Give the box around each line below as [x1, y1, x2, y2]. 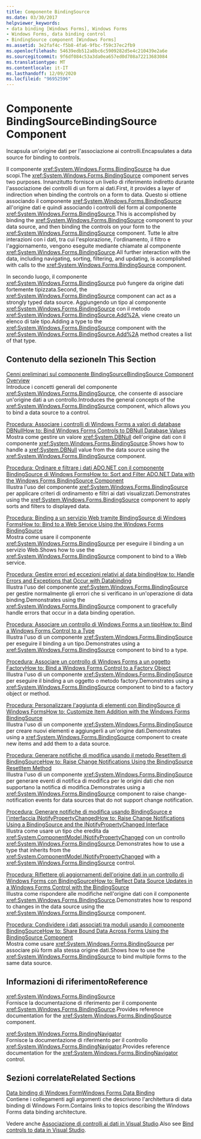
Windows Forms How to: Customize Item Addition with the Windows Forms [6, 708, 190, 715]
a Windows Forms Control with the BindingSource [6, 883, 130, 891]
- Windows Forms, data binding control [6, 31, 106, 37]
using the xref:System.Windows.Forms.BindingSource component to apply [6, 496, 191, 503]
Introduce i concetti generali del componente [6, 383, 118, 390]
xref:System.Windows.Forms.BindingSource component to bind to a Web [6, 552, 187, 560]
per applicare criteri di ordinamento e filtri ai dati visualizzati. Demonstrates [6, 489, 191, 497]
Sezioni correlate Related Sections [6, 1073, 136, 1084]
